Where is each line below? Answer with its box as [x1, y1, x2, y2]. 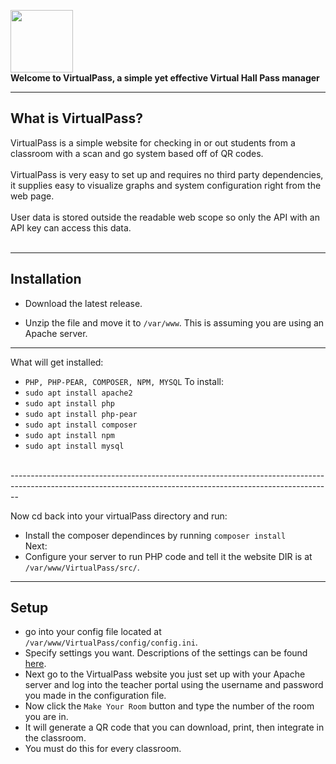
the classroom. [24, 732, 87, 744]
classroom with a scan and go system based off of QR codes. [10, 147, 264, 159]
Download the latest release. [24, 297, 143, 309]
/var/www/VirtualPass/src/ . [24, 561, 140, 573]
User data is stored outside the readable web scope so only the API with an [10, 211, 320, 223]
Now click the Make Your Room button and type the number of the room [24, 700, 315, 712]
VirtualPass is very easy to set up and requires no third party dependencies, [10, 168, 324, 180]
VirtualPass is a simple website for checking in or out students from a [10, 136, 296, 149]
